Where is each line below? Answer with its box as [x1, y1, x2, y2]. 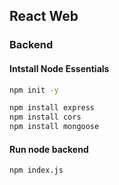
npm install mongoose [9, 122, 100, 132]
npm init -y [9, 85, 59, 95]
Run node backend [9, 143, 89, 155]
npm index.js [9, 165, 64, 176]
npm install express [9, 103, 96, 113]
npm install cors [9, 112, 82, 123]
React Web [9, 8, 79, 25]
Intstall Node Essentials [9, 62, 110, 74]
